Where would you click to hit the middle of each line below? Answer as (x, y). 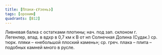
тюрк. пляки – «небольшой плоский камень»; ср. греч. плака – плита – (79, 42)
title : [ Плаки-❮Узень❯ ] (29, 9)
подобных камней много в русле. (40, 48)
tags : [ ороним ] (20, 14)
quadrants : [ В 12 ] (23, 18)
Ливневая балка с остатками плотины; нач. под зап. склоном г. (71, 32)
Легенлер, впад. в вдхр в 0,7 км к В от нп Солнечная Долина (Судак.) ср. (81, 37)
